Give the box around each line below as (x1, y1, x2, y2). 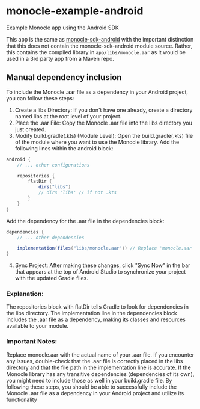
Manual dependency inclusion (6, 72, 122, 82)
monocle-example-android (6, 4, 144, 18)
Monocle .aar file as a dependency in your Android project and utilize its (6, 389, 184, 396)
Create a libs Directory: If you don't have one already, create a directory (14, 106, 193, 114)
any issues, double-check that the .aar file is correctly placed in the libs (6, 357, 183, 364)
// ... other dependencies (17, 235, 85, 241)
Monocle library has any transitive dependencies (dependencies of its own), (6, 370, 195, 377)
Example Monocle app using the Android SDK (6, 24, 119, 31)
